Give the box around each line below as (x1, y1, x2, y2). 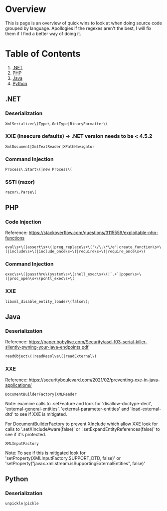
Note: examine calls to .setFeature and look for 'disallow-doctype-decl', (5, 400, 152, 406)
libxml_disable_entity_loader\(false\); (5, 299, 91, 304)
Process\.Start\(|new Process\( (5, 167, 72, 172)
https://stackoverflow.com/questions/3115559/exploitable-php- (28, 230, 159, 236)
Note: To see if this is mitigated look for (5, 450, 86, 456)
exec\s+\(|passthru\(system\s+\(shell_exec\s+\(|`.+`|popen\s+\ (5, 272, 142, 277)
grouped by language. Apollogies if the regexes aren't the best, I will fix (5, 25, 152, 31)
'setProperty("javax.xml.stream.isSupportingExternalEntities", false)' (5, 460, 146, 466)
